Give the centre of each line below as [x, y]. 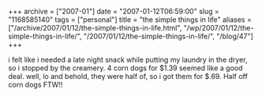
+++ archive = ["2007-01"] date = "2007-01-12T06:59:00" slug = [114, 11]
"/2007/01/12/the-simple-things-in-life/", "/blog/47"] [168, 36]
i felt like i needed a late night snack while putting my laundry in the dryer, [128, 59]
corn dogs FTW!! [36, 84]
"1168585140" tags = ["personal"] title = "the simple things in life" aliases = [130, 20]
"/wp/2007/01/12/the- [219, 28]
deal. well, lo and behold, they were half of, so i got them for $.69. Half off [128, 76]
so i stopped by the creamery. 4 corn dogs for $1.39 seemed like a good [125, 68]
